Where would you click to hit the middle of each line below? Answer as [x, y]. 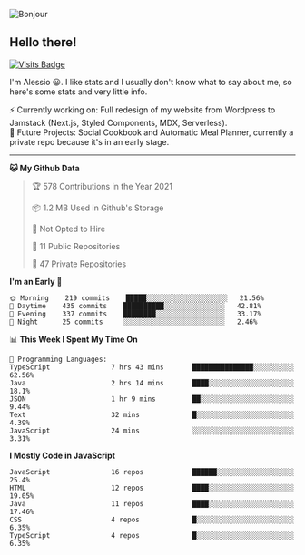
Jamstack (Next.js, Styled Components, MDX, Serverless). [118, 122]
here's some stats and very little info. [79, 92]
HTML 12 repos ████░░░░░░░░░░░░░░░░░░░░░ [152, 488]
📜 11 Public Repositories [76, 246]
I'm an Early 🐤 [36, 281]
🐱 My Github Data [44, 168]
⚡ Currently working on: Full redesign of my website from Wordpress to [143, 110]
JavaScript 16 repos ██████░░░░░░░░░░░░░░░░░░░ [152, 472]
